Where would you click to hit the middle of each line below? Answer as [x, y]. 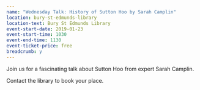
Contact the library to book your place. [55, 80]
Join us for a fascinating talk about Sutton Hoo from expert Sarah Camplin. [100, 69]
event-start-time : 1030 [37, 35]
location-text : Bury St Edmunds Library [59, 23]
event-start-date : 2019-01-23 [45, 29]
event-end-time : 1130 [34, 40]
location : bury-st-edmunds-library [52, 18]
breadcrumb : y [24, 52]
